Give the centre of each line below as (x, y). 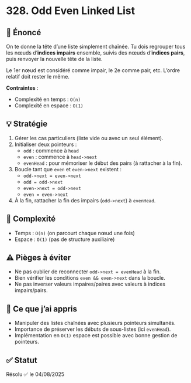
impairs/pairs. (31, 290)
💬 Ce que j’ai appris (42, 309)
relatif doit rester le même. (38, 77)
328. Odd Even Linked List (71, 11)
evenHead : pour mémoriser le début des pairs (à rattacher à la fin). (103, 163)
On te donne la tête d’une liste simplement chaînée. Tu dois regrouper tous (96, 46)
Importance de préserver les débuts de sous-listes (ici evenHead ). (93, 329)
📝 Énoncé (24, 33)
